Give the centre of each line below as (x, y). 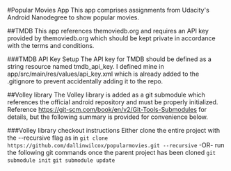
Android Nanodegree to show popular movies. (73, 17)
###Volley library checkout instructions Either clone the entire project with (114, 130)
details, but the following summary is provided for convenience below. (108, 117)
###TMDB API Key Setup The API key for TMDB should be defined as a (110, 59)
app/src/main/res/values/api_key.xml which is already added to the (103, 74)
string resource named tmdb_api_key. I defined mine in (86, 66)
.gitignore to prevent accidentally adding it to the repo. (85, 81)
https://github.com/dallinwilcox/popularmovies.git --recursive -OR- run (116, 145)
